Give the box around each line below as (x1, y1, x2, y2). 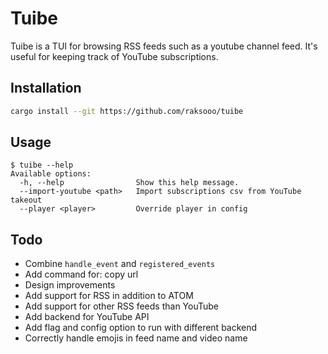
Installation (10, 80, 82, 97)
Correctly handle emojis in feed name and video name (24, 332, 248, 344)
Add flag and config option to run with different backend (24, 322, 258, 334)
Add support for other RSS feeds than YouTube (24, 300, 219, 312)
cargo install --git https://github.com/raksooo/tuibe (10, 106, 244, 116)
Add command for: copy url (24, 268, 139, 281)
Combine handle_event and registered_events (24, 258, 216, 270)
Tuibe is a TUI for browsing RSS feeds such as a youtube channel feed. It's (10, 40, 318, 52)
